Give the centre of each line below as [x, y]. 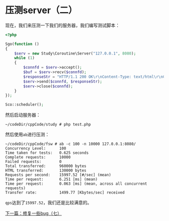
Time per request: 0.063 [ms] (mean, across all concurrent [76, 184]
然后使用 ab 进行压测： [27, 135]
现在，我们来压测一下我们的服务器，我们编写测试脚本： [62, 25]
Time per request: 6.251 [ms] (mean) [52, 180]
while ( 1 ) [25, 58]
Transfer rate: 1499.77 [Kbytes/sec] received [65, 193]
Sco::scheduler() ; [24, 105]
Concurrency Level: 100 [36, 149]
